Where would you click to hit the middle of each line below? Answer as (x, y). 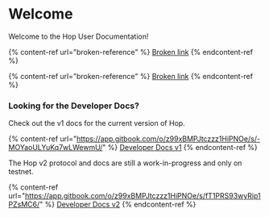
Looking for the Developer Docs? (74, 106)
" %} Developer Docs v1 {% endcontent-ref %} (180, 148)
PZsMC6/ (24, 204)
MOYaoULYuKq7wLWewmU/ (56, 148)
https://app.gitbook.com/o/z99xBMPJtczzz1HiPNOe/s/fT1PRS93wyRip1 (143, 196)
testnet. (21, 172)
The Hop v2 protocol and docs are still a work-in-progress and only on (125, 163)
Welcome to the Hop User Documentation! (79, 36)
